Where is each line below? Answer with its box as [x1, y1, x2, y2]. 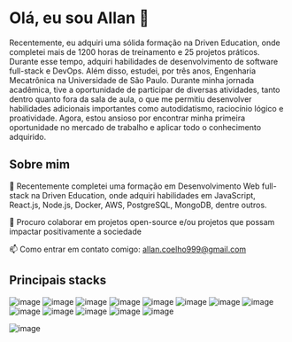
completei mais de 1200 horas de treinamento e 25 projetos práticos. [9, 46, 260, 57]
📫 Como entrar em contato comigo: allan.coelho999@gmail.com [9, 244, 247, 254]
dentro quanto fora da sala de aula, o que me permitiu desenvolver [9, 93, 252, 105]
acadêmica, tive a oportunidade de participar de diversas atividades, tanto [9, 84, 280, 95]
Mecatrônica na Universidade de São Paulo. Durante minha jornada [9, 74, 255, 85]
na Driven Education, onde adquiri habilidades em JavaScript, [30, 190, 257, 200]
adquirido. [9, 131, 47, 142]
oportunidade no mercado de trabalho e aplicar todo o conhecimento [9, 121, 262, 132]
